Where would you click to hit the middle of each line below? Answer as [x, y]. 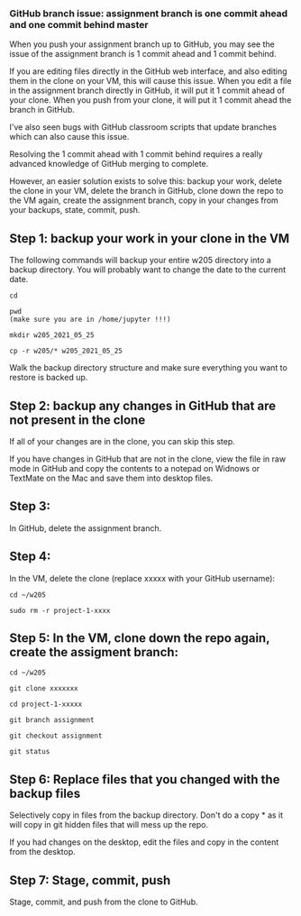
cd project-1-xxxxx [46, 705]
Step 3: [30, 506]
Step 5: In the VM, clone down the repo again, [140, 638]
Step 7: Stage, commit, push [90, 880]
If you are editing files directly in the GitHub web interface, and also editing [148, 71]
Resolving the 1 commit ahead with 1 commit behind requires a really [136, 154]
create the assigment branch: [94, 652]
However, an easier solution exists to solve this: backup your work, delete [146, 181]
